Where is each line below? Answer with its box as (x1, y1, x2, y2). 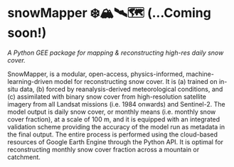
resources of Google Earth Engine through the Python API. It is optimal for (7, 137, 224, 146)
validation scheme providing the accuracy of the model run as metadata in (7, 122, 225, 131)
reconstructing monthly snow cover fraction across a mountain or (7, 145, 200, 153)
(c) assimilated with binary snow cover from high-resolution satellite (7, 92, 206, 101)
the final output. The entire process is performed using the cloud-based (7, 130, 218, 139)
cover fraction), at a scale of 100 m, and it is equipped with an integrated (7, 114, 220, 124)
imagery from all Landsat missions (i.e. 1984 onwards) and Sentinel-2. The (7, 99, 225, 108)
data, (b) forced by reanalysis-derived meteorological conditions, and (19, 85, 223, 93)
